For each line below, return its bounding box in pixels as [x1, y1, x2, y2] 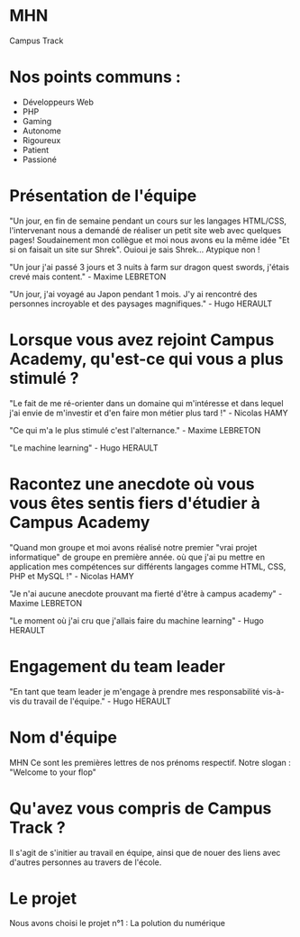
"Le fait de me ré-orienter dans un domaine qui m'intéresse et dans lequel [9, 397, 284, 408]
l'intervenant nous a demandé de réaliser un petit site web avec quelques [9, 224, 282, 235]
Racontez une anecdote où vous [9, 474, 255, 494]
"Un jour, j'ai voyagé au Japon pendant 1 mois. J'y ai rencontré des [9, 288, 258, 299]
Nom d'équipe [9, 727, 117, 748]
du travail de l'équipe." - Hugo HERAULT [22, 696, 172, 706]
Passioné [22, 154, 57, 165]
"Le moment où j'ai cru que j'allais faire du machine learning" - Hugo [9, 614, 264, 626]
